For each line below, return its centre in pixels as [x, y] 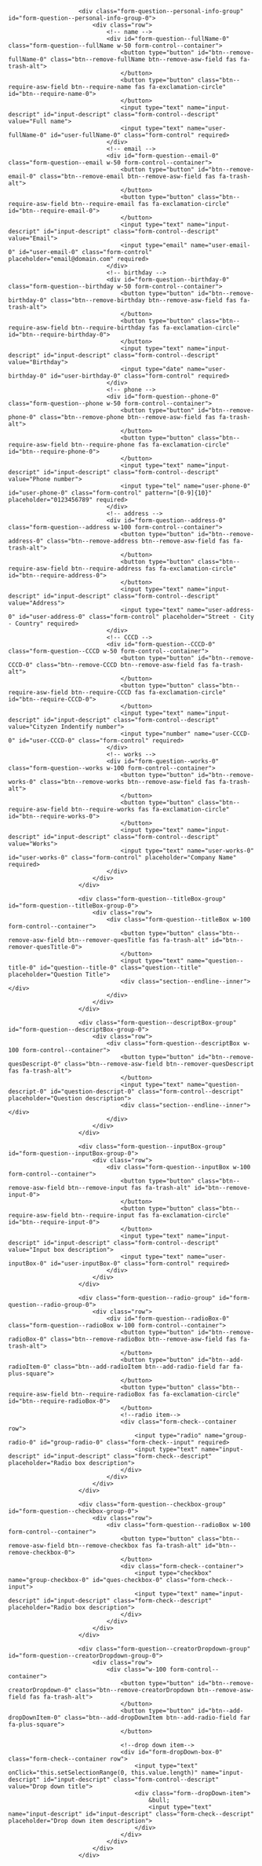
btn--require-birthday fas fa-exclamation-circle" [156, 328]
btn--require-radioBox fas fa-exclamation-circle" [156, 1394]
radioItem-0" [29, 1367]
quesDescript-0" [35, 1064]
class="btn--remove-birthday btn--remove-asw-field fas [143, 300]
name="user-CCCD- [222, 734]
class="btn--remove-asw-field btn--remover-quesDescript [159, 1064]
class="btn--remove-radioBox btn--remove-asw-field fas [143, 1339]
